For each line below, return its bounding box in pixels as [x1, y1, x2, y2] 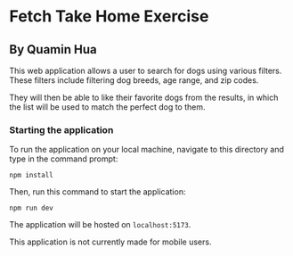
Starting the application [9, 123, 114, 136]
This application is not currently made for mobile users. [9, 236, 212, 247]
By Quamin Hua [9, 42, 97, 57]
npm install [9, 171, 53, 180]
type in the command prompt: [9, 153, 118, 164]
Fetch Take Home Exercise [9, 6, 209, 27]
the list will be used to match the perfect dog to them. [9, 102, 206, 112]
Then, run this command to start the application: [9, 186, 186, 197]
